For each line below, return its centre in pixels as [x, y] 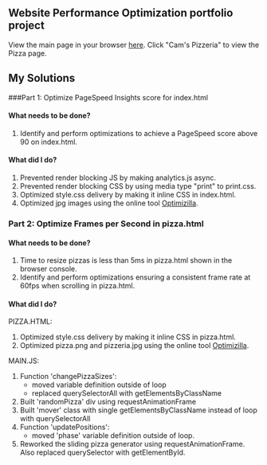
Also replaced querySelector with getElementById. [102, 452]
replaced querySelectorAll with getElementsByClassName [126, 393]
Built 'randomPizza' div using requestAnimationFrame [108, 402]
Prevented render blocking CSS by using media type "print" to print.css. [138, 186]
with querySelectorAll [55, 419]
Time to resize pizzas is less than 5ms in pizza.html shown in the [126, 260]
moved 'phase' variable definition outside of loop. [113, 436]
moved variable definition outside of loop [99, 385]
